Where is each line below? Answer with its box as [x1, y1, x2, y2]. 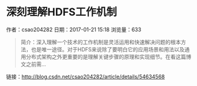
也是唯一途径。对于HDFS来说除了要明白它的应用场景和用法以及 [31, 45, 185, 53]
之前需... [25, 60, 46, 68]
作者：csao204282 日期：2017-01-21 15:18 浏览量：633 [6, 26, 142, 33]
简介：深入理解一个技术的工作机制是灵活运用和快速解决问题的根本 [20, 38, 181, 45]
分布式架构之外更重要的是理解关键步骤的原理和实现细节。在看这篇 [25, 53, 186, 60]
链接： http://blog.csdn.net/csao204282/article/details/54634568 [6, 73, 165, 80]
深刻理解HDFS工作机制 [6, 5, 117, 19]
